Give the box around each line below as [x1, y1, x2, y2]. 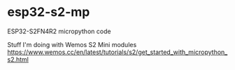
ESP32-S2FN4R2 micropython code [7, 27, 111, 35]
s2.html [7, 55, 29, 63]
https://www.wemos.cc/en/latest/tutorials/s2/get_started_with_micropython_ [7, 48, 228, 56]
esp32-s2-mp [7, 4, 90, 20]
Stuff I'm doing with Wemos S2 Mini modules [7, 40, 137, 49]
